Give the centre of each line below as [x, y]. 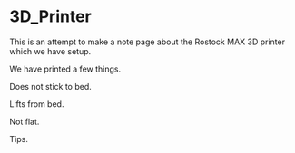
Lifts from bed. [37, 104]
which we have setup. [50, 51]
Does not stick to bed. [51, 86]
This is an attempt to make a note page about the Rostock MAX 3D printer [147, 42]
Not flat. [25, 121]
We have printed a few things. [65, 69]
